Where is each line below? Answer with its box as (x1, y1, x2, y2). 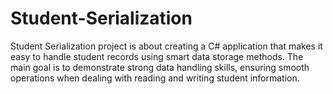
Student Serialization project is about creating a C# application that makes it (10, 40, 323, 52)
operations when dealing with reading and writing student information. (10, 72, 300, 84)
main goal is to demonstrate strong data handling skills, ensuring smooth (10, 61, 310, 73)
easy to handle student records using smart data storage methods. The (10, 50, 304, 62)
